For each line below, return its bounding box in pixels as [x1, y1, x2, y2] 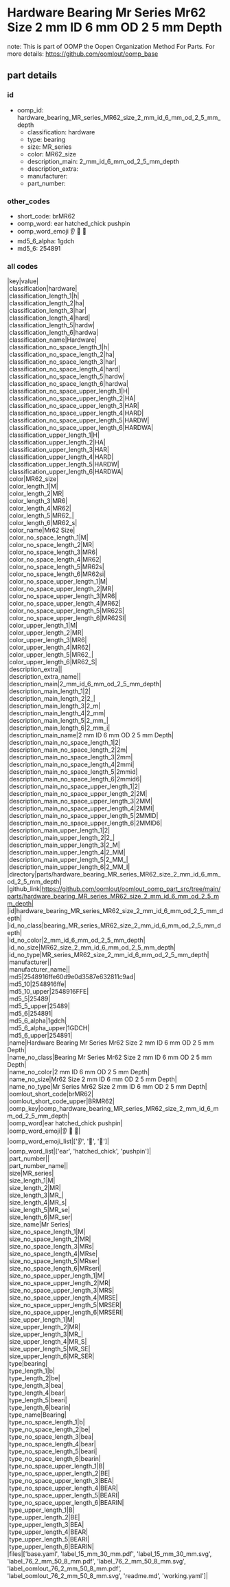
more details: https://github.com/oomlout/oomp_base [7, 50, 159, 58]
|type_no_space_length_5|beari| [7, 1447, 97, 1455]
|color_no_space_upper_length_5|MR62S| [7, 606, 125, 615]
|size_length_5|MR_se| [7, 1206, 71, 1214]
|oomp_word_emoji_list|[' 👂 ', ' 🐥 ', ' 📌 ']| [7, 1137, 110, 1145]
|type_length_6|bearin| [7, 1404, 71, 1412]
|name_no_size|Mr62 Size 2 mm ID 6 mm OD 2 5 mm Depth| [7, 1075, 177, 1083]
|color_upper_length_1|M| [7, 622, 78, 630]
